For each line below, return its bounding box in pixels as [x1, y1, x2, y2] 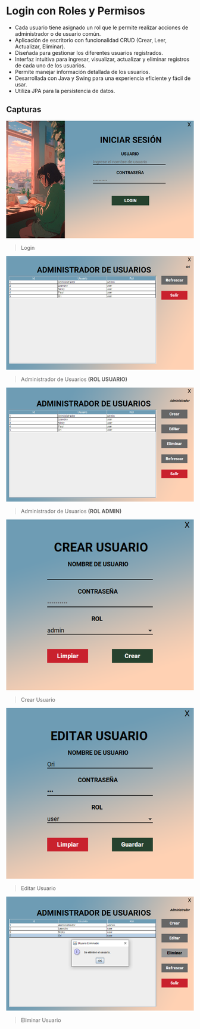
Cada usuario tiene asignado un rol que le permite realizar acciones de [14, 24, 189, 31]
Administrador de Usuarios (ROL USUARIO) [20, 376, 128, 383]
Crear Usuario [20, 696, 55, 703]
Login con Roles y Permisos [6, 4, 146, 18]
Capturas [6, 104, 42, 114]
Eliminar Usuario [20, 1016, 61, 1024]
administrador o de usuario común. [14, 30, 101, 37]
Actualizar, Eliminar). [14, 43, 65, 50]
